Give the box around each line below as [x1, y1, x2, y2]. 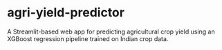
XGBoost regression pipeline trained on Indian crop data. [7, 34, 169, 42]
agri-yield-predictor [7, 5, 124, 21]
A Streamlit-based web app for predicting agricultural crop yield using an [7, 27, 216, 36]
